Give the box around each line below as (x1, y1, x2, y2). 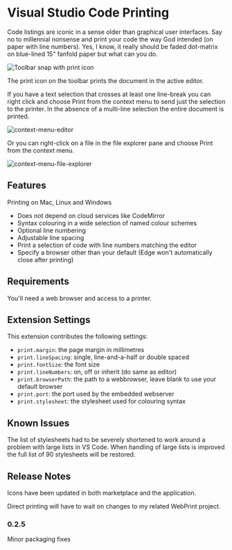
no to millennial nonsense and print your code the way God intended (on (7, 35, 213, 43)
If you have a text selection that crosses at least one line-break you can (7, 90, 211, 98)
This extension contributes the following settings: (7, 332, 148, 340)
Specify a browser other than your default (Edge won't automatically (17, 248, 213, 257)
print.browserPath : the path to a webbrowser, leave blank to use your (17, 375, 217, 383)
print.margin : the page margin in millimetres (17, 346, 145, 354)
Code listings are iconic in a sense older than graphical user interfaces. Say (7, 28, 223, 36)
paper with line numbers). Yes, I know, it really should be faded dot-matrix (7, 42, 218, 51)
